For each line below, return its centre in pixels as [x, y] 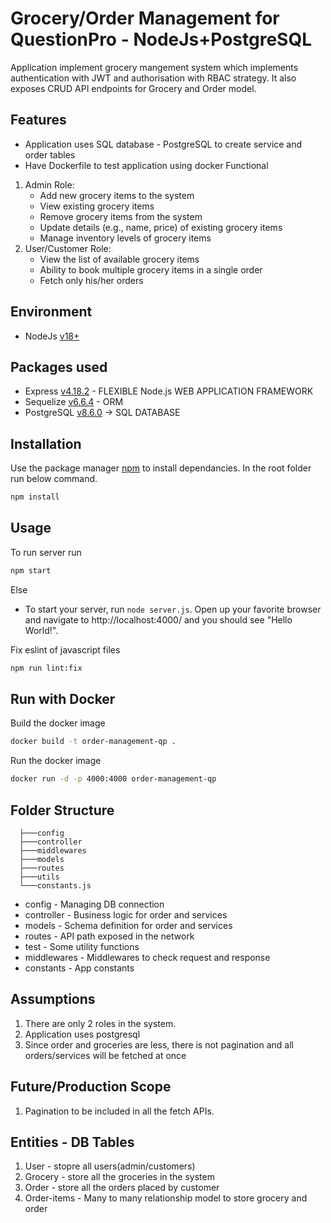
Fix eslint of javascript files [65, 649]
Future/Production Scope [91, 1087]
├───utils [39, 877]
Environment [51, 312]
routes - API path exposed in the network [109, 936]
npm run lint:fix [46, 668]
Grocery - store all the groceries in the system [119, 1177]
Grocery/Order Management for [145, 18]
